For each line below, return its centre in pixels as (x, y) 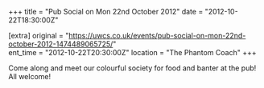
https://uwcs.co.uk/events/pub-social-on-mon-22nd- (157, 36)
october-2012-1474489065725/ (61, 44)
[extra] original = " (39, 36)
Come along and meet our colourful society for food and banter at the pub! (132, 68)
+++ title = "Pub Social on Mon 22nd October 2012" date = (106, 12)
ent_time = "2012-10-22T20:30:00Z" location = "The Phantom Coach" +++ (132, 52)
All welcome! (29, 76)
